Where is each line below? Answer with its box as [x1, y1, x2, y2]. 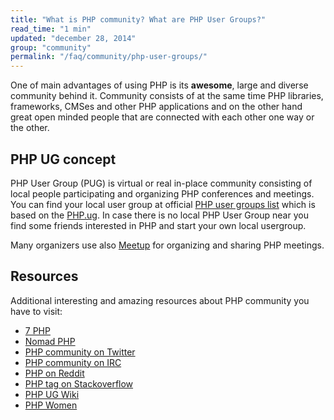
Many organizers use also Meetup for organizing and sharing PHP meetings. [10, 239, 325, 251]
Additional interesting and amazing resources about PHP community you [10, 294, 310, 306]
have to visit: [10, 305, 63, 317]
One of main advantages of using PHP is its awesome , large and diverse [10, 79, 309, 91]
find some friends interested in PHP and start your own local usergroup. [10, 219, 307, 231]
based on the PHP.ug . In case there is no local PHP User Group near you [10, 209, 309, 221]
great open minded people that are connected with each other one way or [10, 111, 315, 123]
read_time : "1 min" [10, 24, 92, 34]
